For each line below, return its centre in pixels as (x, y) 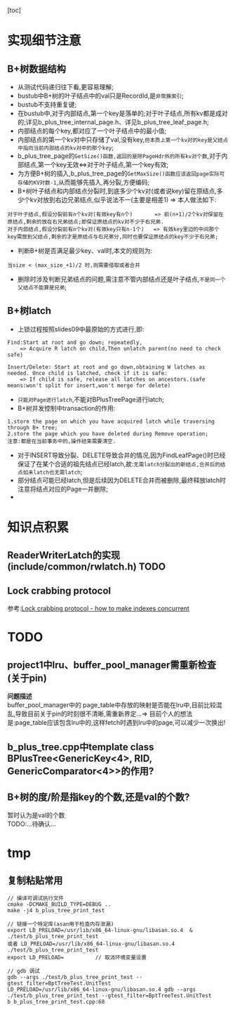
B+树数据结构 (37, 68)
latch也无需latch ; (58, 472)
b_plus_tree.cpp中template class (81, 747)
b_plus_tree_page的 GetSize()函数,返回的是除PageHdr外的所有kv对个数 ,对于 (119, 156)
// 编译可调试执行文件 (36, 898)
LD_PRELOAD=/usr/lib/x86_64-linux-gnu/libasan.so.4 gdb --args (102, 990)
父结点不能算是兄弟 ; (42, 287)
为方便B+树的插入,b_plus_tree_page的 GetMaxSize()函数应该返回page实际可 (121, 173)
